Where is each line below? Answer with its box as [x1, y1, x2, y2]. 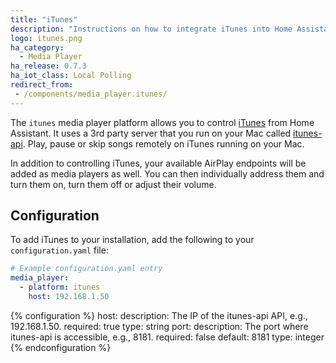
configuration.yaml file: [10, 244, 109, 256]
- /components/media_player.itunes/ [14, 89, 168, 99]
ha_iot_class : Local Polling [10, 71, 132, 81]
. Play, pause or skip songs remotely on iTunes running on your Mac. [22, 137, 305, 150]
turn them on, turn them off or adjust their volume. [10, 178, 217, 190]
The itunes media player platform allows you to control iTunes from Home [10, 116, 315, 128]
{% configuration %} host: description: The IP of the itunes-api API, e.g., [10, 309, 308, 321]
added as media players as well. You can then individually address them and [10, 167, 325, 180]
